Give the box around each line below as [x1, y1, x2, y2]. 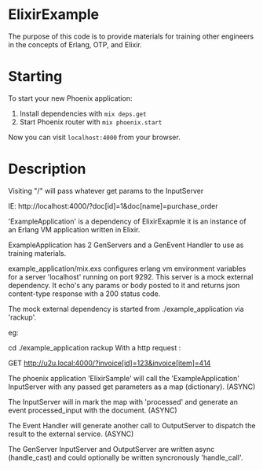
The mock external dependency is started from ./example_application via [8, 304, 245, 313]
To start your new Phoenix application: [8, 93, 133, 103]
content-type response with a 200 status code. [8, 289, 161, 298]
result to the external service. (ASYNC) [8, 429, 134, 439]
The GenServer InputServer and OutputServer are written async [8, 444, 215, 453]
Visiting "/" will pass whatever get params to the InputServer [8, 186, 204, 195]
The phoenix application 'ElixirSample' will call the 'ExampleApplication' [8, 373, 239, 383]
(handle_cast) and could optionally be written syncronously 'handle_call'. [8, 453, 243, 462]
